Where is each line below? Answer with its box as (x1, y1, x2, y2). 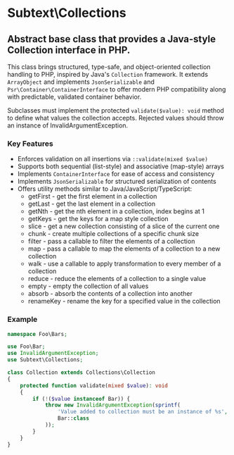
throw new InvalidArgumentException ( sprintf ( (44, 401, 181, 409)
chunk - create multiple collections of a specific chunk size (27, 230, 199, 238)
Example (7, 315, 38, 325)
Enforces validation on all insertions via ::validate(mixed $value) (17, 155, 209, 163)
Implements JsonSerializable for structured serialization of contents (17, 177, 216, 186)
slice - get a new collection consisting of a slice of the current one (27, 222, 220, 230)
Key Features (7, 139, 54, 149)
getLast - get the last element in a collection (27, 199, 156, 208)
